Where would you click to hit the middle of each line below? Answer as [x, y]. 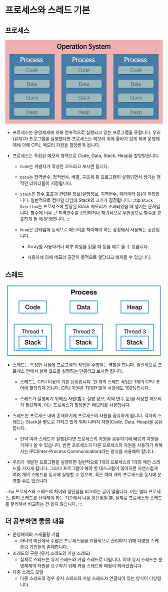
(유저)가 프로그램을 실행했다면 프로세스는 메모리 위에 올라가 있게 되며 [79, 139]
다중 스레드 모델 [28, 572]
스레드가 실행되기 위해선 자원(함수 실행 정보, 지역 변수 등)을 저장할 [84, 398]
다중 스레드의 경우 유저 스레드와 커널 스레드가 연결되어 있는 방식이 [84, 578]
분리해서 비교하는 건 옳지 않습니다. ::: [46, 504]
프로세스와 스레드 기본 [47, 10]
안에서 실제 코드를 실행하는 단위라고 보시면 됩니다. [74, 371]
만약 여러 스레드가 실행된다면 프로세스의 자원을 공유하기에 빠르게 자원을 [89, 438]
